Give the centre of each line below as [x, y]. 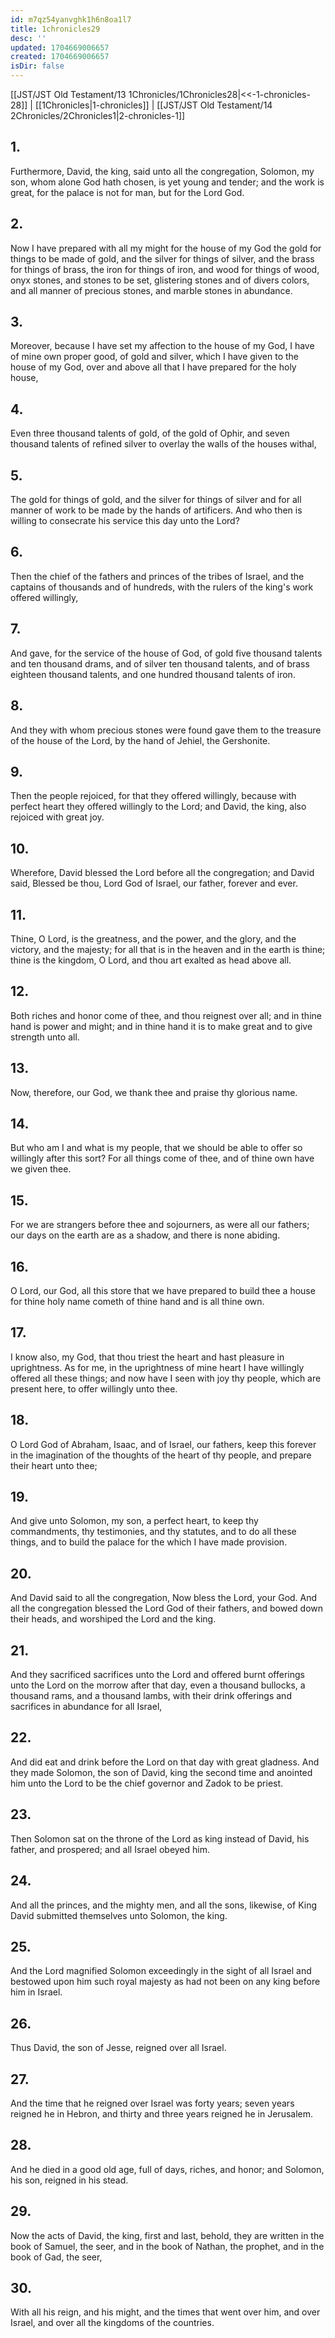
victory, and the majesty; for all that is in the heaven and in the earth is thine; [168, 949]
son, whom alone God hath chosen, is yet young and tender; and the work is [167, 182]
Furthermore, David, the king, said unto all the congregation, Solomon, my [162, 171]
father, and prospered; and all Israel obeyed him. [110, 1849]
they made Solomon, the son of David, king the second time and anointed [161, 1772]
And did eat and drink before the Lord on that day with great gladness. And [165, 1762]
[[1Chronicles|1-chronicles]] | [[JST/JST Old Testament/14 [153, 105]
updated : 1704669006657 [60, 47]
